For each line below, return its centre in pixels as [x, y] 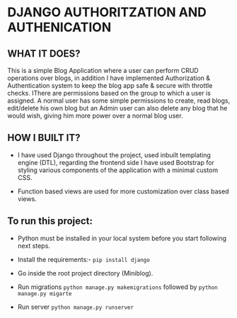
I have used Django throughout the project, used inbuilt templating [114, 155]
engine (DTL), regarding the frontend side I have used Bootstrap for [116, 162]
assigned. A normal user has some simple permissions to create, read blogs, [119, 101]
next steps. [34, 246]
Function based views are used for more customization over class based [123, 191]
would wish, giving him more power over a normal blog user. [95, 115]
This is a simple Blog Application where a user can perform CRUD [103, 70]
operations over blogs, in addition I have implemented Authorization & [109, 78]
